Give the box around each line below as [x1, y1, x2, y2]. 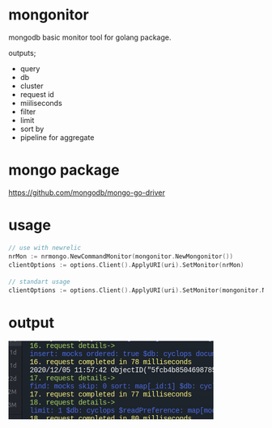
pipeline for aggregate [19, 132, 95, 142]
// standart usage [8, 278, 70, 286]
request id [19, 89, 54, 99]
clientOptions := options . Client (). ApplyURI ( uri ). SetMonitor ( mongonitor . [8, 286, 263, 295]
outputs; [8, 48, 36, 57]
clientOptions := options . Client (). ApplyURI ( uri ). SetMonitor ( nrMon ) [8, 261, 244, 269]
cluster [19, 81, 44, 91]
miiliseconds [19, 98, 62, 108]
